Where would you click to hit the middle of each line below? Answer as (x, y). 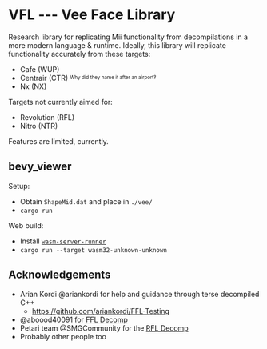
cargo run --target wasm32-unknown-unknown (94, 250)
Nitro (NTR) (39, 126)
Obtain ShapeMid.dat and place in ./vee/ (86, 201)
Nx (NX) (33, 86)
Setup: (19, 186)
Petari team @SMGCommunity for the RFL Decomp (104, 328)
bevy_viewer (40, 167)
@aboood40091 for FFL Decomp (74, 319)
